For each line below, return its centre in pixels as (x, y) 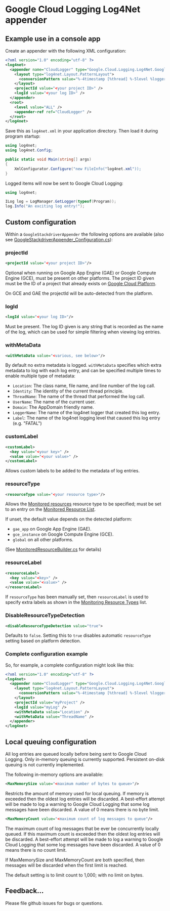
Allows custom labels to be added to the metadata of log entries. (73, 471)
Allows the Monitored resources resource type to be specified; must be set (83, 504)
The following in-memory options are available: (54, 774)
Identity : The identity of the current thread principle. (68, 391)
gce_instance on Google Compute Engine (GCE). (63, 534)
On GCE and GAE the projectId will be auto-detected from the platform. (79, 293)
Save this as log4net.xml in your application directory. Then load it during (82, 131)
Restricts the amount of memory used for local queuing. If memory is (77, 793)
